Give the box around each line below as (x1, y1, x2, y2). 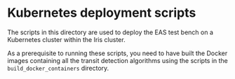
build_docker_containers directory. (7, 64, 109, 72)
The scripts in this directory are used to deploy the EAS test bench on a (7, 28, 214, 36)
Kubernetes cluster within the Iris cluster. (7, 35, 126, 43)
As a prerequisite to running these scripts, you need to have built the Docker (7, 49, 228, 57)
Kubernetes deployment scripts (7, 5, 196, 21)
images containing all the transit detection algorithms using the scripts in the (7, 56, 228, 64)
